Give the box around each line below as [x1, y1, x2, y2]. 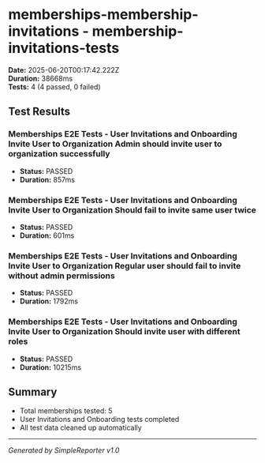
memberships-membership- [8, 6, 199, 24]
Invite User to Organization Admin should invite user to [8, 138, 222, 149]
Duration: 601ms [19, 231, 75, 240]
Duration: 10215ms [19, 362, 81, 372]
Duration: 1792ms [19, 296, 79, 306]
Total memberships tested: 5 [19, 406, 113, 416]
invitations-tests [8, 40, 120, 57]
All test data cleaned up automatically [19, 423, 142, 432]
